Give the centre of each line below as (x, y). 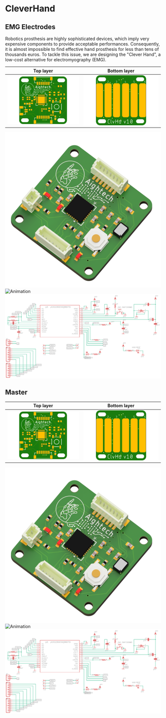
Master (17, 393)
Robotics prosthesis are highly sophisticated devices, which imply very (77, 39)
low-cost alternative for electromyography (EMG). (56, 60)
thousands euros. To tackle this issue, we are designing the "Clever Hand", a (83, 54)
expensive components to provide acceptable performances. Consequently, (83, 44)
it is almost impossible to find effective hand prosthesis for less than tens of (82, 49)
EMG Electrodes (30, 27)
